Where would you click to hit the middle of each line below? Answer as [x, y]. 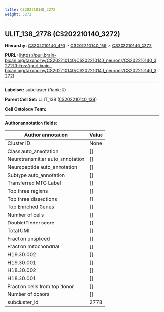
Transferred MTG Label [34, 183]
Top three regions [28, 191]
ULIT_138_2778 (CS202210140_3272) [63, 34]
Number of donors [29, 294]
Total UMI [19, 231]
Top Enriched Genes [31, 207]
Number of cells [26, 215]
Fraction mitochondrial [33, 246]
